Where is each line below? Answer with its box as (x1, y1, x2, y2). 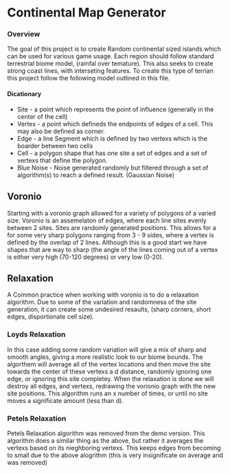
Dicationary (7, 90, 42, 98)
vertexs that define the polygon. (16, 156, 108, 164)
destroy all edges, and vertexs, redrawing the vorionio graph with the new (7, 382, 216, 390)
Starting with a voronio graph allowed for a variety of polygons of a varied (7, 209, 216, 217)
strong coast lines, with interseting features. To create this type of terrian (7, 67, 214, 75)
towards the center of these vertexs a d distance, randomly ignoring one (7, 367, 212, 376)
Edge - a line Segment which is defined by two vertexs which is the (16, 134, 208, 142)
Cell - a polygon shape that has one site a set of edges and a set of (16, 149, 207, 157)
